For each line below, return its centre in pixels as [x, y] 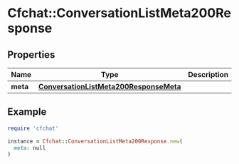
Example [27, 112]
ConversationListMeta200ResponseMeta [110, 87]
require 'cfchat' [33, 128]
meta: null [30, 148]
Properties [31, 55]
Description [208, 75]
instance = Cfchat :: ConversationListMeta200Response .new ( [95, 141]
